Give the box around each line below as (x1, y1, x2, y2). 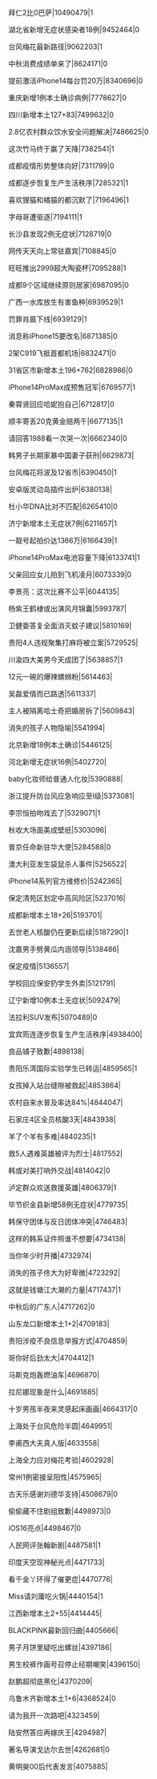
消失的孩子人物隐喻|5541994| (8, 723, 106, 732)
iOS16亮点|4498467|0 (8, 1523, 82, 1533)
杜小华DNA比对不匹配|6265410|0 (8, 502, 118, 511)
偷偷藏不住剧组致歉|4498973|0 (8, 1507, 111, 1515)
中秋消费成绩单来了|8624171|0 (8, 59, 108, 68)
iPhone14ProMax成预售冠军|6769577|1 (8, 382, 136, 392)
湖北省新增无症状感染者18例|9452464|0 (8, 25, 140, 34)
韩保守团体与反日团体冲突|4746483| (8, 1217, 128, 1226)
